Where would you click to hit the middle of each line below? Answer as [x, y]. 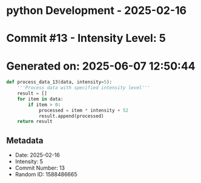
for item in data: [40, 99]
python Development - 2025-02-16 [97, 11]
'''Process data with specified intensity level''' [84, 88]
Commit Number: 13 [40, 168]
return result [35, 122]
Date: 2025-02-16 [38, 155]
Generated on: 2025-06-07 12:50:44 [101, 66]
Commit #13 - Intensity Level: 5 [86, 38]
